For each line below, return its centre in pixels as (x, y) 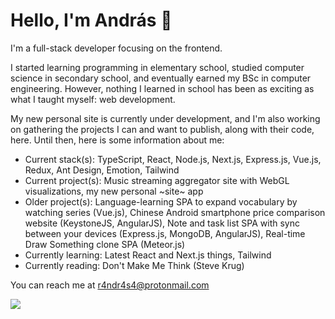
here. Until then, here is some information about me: (117, 140)
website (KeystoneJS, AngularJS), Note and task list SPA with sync (162, 223)
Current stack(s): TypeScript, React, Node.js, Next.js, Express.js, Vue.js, (173, 159)
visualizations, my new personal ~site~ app (114, 191)
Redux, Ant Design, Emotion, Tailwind (102, 170)
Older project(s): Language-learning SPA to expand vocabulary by (161, 201)
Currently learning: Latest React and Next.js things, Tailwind (148, 255)
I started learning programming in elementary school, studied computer (157, 67)
